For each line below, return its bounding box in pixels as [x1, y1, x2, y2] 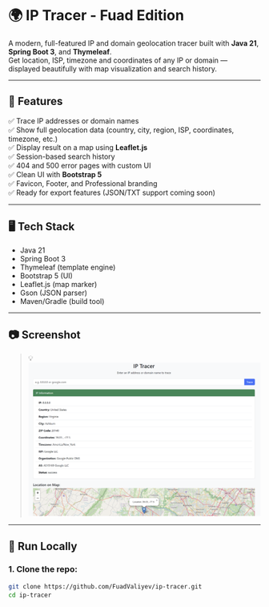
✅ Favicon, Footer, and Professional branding [8, 178, 158, 188]
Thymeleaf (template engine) [19, 262, 116, 272]
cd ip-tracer [8, 591, 52, 599]
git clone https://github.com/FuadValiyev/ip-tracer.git [8, 583, 203, 591]
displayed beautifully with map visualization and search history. [8, 63, 218, 73]
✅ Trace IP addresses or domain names [8, 115, 139, 125]
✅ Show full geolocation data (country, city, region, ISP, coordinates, [8, 125, 235, 135]
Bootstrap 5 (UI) [19, 270, 74, 281]
